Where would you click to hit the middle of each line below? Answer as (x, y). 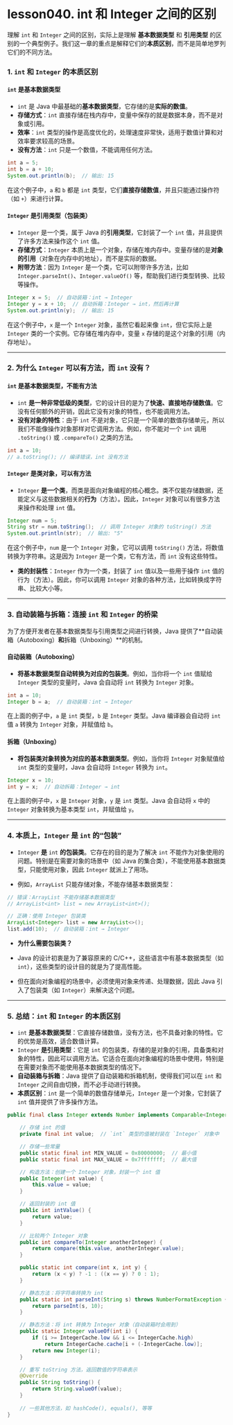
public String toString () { (60, 1383)
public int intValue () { (55, 1211)
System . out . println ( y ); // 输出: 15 (61, 310)
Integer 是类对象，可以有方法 (49, 473)
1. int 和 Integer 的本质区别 (53, 71)
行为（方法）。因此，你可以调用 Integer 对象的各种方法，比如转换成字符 (119, 580)
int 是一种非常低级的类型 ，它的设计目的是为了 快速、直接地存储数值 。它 (120, 402)
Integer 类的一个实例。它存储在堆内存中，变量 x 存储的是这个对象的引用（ (113, 333)
